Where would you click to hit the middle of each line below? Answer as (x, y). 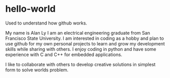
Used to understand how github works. (46, 23)
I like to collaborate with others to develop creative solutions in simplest (80, 64)
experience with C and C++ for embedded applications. (64, 55)
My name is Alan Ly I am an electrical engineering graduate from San (78, 33)
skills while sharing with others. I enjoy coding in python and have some (81, 49)
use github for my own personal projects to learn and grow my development (85, 43)
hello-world (31, 9)
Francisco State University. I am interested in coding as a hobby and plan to (85, 38)
